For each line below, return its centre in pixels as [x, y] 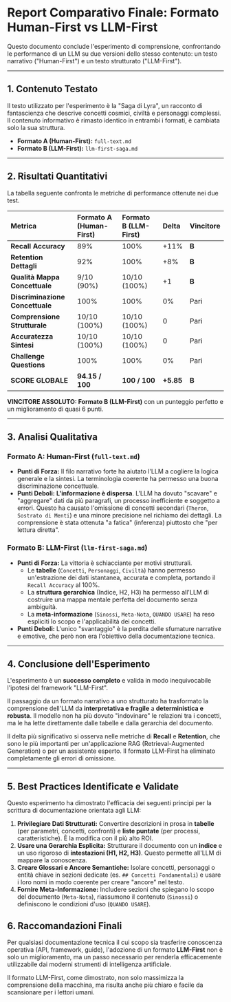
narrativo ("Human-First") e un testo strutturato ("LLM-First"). [95, 61]
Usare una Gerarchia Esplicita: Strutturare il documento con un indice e [119, 846]
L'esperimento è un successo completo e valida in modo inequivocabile [109, 681]
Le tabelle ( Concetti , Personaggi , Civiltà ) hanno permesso [111, 570]
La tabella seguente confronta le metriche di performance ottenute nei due [113, 193]
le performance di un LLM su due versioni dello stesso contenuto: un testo [112, 54]
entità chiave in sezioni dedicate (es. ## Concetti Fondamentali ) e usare [119, 875]
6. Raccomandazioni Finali [65, 926]
